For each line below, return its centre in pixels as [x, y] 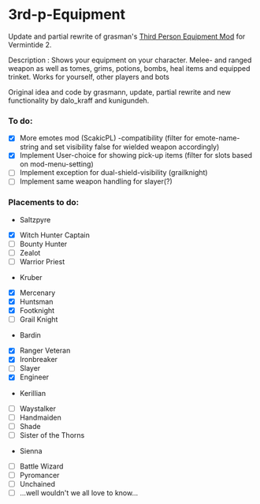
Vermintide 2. [30, 44]
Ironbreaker [38, 360]
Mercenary [37, 293]
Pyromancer [39, 475]
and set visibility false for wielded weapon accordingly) [130, 147]
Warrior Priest [42, 261]
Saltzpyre [35, 219]
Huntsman [36, 302]
